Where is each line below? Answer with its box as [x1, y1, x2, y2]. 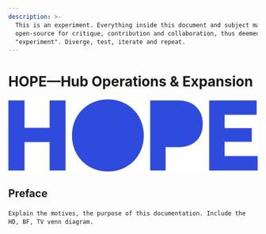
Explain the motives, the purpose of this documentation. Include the [8, 209, 246, 217]
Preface [8, 187, 48, 201]
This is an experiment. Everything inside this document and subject [15, 21, 249, 29]
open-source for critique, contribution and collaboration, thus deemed [15, 29, 260, 37]
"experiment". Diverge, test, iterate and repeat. [15, 38, 186, 46]
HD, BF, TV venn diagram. [8, 217, 93, 225]
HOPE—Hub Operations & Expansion [8, 73, 253, 91]
